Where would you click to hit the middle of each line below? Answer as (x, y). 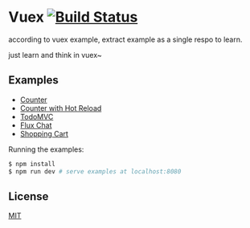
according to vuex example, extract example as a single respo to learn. (125, 39)
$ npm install (32, 164)
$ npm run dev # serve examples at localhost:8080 (95, 171)
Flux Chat (36, 125)
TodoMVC (37, 116)
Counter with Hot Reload (61, 108)
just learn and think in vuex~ (55, 55)
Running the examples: (46, 149)
